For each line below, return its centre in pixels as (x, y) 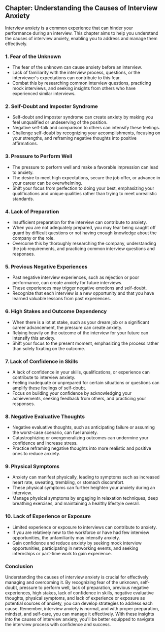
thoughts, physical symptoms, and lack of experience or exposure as (75, 598)
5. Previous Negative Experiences (46, 266)
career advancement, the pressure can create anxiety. (67, 327)
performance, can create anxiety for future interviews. (67, 283)
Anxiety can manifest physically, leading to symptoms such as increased (86, 477)
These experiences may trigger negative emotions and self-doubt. (79, 288)
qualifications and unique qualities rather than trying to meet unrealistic (84, 193)
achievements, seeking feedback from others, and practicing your (79, 398)
